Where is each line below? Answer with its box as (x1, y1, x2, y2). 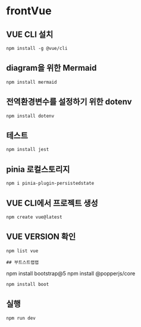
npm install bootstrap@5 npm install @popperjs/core (6, 269, 136, 277)
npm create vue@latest (6, 214, 62, 221)
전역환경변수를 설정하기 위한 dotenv (6, 97, 132, 107)
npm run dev (6, 315, 36, 321)
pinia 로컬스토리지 (6, 164, 70, 174)
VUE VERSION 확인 (6, 232, 76, 242)
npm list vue (6, 248, 39, 254)
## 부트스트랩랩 (6, 259, 39, 265)
